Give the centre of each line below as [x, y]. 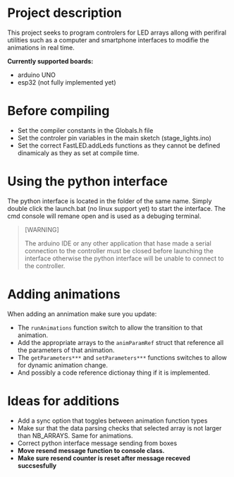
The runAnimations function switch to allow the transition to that [110, 327]
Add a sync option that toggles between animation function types [112, 421]
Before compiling [58, 111]
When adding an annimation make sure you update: [82, 314]
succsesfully [37, 465]
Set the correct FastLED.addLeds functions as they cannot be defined [119, 145]
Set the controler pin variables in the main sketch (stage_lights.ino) [114, 138]
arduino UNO [37, 75]
